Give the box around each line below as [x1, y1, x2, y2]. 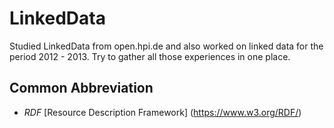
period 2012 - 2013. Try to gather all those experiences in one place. [9, 50, 291, 62]
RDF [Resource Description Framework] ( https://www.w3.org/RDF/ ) [23, 106, 302, 118]
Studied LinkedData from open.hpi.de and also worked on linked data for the [9, 40, 324, 52]
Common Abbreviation [9, 80, 154, 97]
